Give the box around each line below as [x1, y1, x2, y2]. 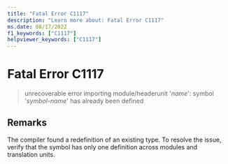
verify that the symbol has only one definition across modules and [7, 142, 198, 151]
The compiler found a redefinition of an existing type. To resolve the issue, [7, 135, 222, 144]
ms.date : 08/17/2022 [7, 23, 68, 30]
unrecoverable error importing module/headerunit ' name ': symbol [24, 89, 215, 98]
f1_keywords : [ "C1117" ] [7, 29, 77, 37]
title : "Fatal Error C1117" [7, 10, 90, 17]
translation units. [7, 150, 56, 158]
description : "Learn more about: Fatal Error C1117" [7, 17, 164, 24]
